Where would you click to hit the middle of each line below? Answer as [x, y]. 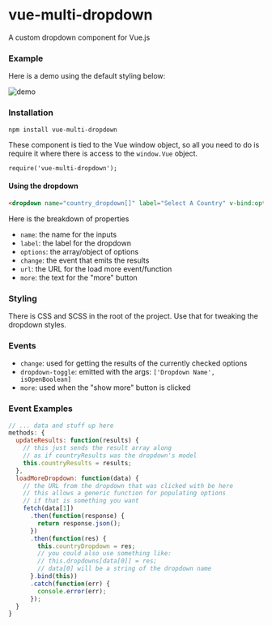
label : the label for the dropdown [76, 243]
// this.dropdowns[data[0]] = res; [98, 561]
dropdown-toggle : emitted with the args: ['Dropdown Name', [117, 372]
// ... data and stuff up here [61, 426]
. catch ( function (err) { [70, 584]
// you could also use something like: [105, 554]
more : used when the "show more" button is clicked [105, 387]
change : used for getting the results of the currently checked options [134, 363]
